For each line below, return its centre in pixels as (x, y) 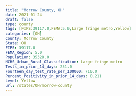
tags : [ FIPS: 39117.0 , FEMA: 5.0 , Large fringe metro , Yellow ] (68, 29)
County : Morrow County (29, 39)
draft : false (19, 19)
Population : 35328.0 (27, 57)
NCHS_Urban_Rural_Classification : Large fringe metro (64, 62)
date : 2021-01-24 (24, 15)
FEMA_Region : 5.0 (24, 52)
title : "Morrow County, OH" (35, 10)
